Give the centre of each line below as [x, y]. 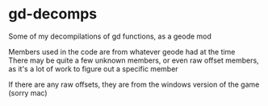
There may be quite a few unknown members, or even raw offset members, [134, 60]
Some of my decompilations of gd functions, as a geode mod [110, 36]
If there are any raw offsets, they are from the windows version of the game [134, 84]
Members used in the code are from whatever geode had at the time [122, 51]
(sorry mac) [28, 92]
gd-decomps [53, 14]
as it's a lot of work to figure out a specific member [94, 68]
